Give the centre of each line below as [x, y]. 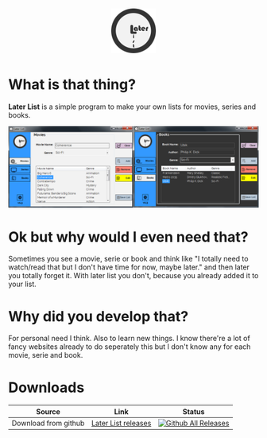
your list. [23, 284]
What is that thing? [72, 85]
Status [193, 411]
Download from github [48, 423]
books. [19, 115]
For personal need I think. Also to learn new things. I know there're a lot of [129, 339]
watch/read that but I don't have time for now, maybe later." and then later [129, 267]
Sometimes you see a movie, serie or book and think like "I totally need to [128, 259]
